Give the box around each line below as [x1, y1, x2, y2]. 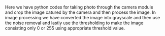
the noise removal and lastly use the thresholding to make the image [5, 20, 144, 26]
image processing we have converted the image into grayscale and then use [5, 15, 160, 20]
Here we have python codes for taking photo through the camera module [5, 4, 154, 10]
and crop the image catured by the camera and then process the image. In [5, 9, 156, 15]
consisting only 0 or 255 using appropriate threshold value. [5, 25, 125, 31]
